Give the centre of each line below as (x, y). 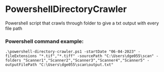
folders (13, 60)
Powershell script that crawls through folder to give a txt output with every (82, 23)
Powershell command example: (45, 41)
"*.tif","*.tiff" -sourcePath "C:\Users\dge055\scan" (97, 56)
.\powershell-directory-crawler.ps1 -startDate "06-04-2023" (71, 52)
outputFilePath (21, 65)
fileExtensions (21, 56)
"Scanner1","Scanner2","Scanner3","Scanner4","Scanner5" (84, 60)
